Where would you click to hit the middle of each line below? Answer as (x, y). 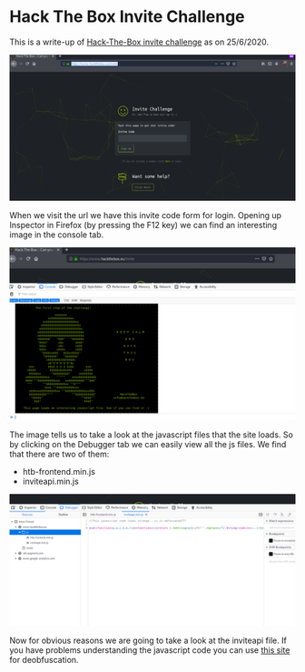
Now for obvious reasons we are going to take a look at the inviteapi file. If (148, 640)
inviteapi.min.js (50, 481)
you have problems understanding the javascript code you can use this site (150, 650)
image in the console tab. (57, 235)
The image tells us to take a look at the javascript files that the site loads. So (151, 435)
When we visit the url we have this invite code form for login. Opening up (146, 216)
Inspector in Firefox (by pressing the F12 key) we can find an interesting (143, 226)
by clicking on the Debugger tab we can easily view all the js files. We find (148, 444)
